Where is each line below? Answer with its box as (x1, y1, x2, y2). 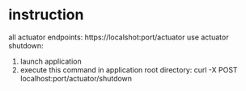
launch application (19, 56, 83, 66)
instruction (8, 6, 84, 24)
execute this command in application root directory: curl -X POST (19, 64, 238, 74)
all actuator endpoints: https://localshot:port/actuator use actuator (8, 32, 229, 42)
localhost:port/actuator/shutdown (19, 73, 132, 83)
